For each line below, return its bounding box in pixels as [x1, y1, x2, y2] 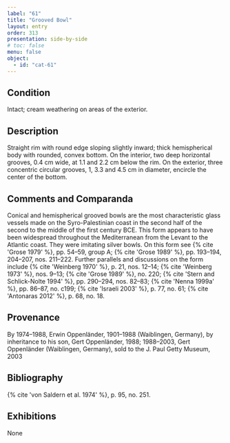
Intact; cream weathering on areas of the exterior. [7, 105, 148, 114]
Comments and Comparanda [7, 193, 134, 204]
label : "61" [7, 10, 41, 17]
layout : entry [7, 23, 48, 30]
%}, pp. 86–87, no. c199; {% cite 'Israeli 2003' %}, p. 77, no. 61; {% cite [7, 284, 209, 293]
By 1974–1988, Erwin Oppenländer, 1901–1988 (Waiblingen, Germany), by [7, 330, 213, 338]
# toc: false [7, 42, 45, 49]
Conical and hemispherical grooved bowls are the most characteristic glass [7, 211, 221, 219]
